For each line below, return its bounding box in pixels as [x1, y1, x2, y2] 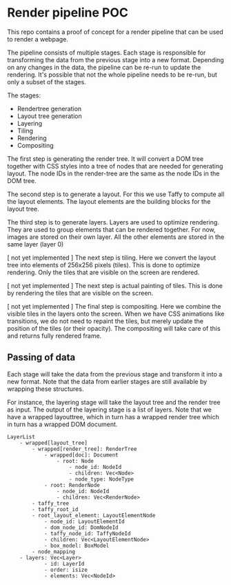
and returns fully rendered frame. [7, 332, 102, 340]
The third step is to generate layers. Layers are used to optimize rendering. [7, 218, 219, 226]
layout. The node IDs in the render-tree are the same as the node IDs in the [7, 169, 220, 178]
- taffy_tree [32, 499, 70, 507]
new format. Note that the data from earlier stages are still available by [7, 377, 208, 385]
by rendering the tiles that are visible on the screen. [7, 289, 154, 297]
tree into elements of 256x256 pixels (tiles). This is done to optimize [7, 260, 201, 269]
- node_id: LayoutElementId [43, 518, 125, 525]
